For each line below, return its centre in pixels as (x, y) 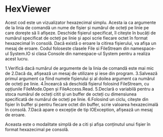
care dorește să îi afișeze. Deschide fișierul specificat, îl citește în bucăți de (81, 33)
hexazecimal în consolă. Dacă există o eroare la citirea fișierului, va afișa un (81, 43)
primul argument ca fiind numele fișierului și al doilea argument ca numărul (80, 78)
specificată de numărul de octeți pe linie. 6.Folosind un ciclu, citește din (77, 99)
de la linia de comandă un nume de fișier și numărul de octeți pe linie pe (77, 27)
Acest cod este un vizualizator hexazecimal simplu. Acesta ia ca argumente (81, 22)
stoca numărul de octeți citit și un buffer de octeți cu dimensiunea (71, 94)
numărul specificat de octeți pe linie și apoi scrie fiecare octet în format (76, 38)
